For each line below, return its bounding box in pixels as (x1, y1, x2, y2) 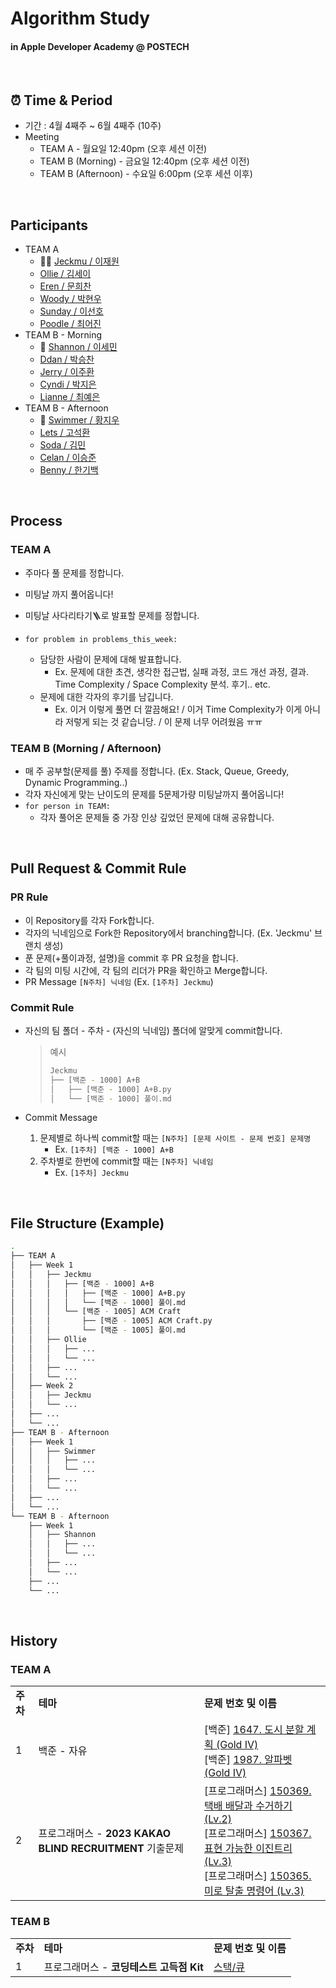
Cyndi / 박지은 (39, 378, 97, 391)
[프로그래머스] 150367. (203, 1827, 312, 1841)
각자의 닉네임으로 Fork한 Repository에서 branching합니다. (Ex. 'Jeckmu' (24, 927, 313, 939)
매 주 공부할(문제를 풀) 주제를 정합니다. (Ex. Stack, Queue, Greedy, (24, 765, 290, 777)
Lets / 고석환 (39, 427, 91, 439)
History (10, 1632, 58, 1649)
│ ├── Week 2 (10, 1381, 74, 1391)
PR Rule (10, 890, 49, 904)
